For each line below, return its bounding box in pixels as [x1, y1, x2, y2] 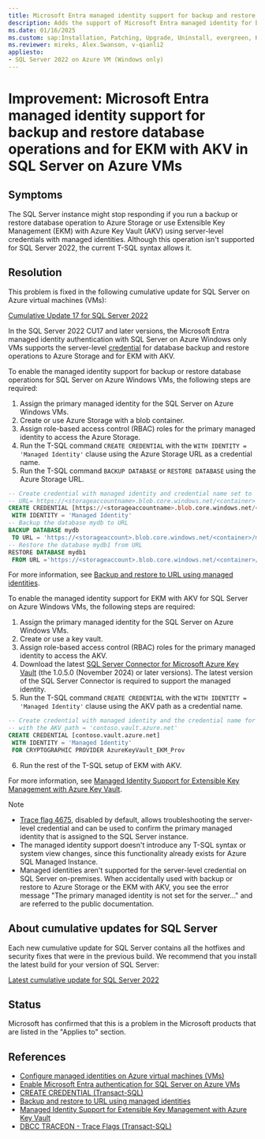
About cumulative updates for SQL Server [8, 922, 218, 936]
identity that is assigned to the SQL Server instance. [19, 831, 189, 841]
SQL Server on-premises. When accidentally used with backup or [19, 873, 233, 883]
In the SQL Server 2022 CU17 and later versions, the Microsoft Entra [8, 326, 230, 335]
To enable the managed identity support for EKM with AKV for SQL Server [8, 594, 248, 604]
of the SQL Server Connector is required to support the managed [19, 676, 231, 686]
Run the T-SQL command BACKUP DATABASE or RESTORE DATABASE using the [19, 466, 256, 475]
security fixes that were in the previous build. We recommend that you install [8, 951, 257, 961]
